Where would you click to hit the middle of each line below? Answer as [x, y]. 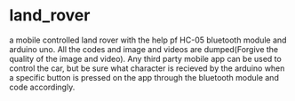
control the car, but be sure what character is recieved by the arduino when [147, 68]
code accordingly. [42, 87]
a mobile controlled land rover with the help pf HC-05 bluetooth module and [148, 40]
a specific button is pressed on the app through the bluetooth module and [144, 77]
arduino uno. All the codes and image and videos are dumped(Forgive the [144, 49]
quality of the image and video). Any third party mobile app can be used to [145, 58]
